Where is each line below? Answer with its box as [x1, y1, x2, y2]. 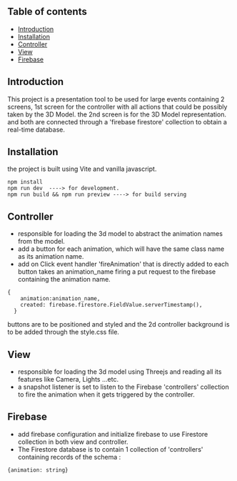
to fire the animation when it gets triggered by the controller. [17, 390, 195, 399]
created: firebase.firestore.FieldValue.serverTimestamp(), [20, 302, 203, 309]
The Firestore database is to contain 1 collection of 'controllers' [17, 445, 203, 453]
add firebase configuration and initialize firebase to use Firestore [17, 430, 208, 438]
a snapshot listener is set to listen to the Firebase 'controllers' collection [17, 382, 230, 392]
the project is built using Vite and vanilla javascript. [7, 164, 157, 174]
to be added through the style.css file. [7, 328, 120, 337]
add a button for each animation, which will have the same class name [17, 244, 225, 253]
